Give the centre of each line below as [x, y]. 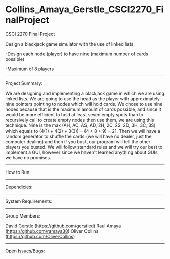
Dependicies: [19, 187]
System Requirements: [29, 201]
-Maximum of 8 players [30, 69]
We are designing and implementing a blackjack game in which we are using [85, 93]
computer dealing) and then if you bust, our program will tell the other [78, 141]
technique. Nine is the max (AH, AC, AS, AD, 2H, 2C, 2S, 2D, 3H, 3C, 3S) [80, 125]
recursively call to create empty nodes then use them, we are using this [80, 120]
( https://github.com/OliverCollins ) [40, 236]
